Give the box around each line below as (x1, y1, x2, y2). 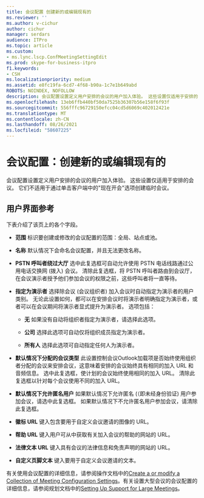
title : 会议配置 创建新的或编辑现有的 (6, 8, 92, 15)
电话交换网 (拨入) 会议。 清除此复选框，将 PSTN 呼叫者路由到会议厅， (20, 267, 195, 274)
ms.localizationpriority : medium (6, 76, 91, 82)
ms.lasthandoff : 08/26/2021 (6, 122, 78, 128)
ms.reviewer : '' (6, 15, 47, 21)
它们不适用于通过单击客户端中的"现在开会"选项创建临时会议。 (18, 184, 172, 191)
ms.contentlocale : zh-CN (6, 116, 69, 122)
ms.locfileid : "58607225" (6, 127, 72, 133)
